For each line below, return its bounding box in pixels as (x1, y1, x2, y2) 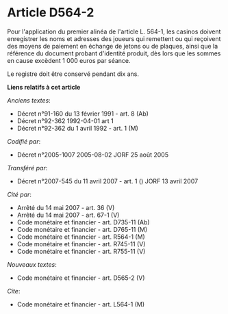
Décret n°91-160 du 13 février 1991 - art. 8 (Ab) (16, 109, 149, 118)
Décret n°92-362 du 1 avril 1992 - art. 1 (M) (16, 124, 139, 132)
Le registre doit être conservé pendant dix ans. (7, 70, 139, 78)
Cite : (7, 287, 21, 295)
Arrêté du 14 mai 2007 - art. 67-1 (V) (16, 211, 120, 219)
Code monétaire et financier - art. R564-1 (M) (16, 233, 145, 241)
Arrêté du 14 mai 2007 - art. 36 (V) (16, 203, 115, 211)
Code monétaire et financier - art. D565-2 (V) (16, 274, 145, 282)
